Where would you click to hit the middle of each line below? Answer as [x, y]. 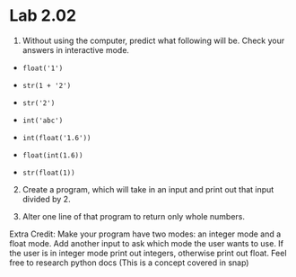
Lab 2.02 [43, 16]
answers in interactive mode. [76, 49]
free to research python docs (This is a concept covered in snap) [129, 263]
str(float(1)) [48, 173]
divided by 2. [46, 199]
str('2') [39, 103]
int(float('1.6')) [57, 138]
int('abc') [43, 121]
